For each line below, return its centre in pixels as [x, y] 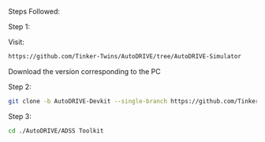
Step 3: [20, 116]
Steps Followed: [34, 11]
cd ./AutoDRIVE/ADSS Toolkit [56, 131]
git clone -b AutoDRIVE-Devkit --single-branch [88, 101]
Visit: [17, 42]
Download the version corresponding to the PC [85, 71]
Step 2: [20, 87]
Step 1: [19, 26]
